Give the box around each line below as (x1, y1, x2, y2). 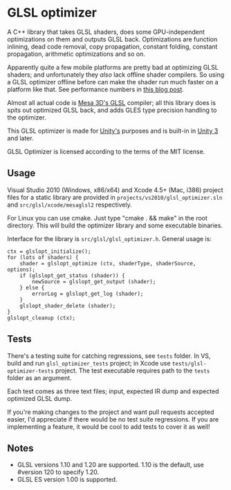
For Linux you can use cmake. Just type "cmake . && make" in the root (7, 214, 207, 222)
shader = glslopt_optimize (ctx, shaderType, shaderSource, (19, 260, 196, 267)
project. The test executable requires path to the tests (55, 366, 210, 375)
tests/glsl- (172, 360, 207, 367)
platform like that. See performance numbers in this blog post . (7, 85, 185, 93)
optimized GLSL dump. (7, 394, 73, 402)
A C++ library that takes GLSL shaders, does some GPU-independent (7, 28, 205, 36)
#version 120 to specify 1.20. (17, 468, 100, 476)
